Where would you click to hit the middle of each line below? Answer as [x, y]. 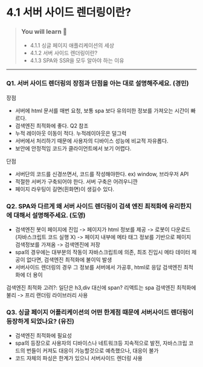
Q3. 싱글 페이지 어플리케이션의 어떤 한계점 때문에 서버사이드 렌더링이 [100, 312]
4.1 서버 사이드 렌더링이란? [69, 12]
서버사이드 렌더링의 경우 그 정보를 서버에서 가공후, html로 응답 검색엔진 [98, 267]
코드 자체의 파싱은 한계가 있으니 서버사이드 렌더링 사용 [79, 358]
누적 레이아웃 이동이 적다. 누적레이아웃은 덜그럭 [71, 133]
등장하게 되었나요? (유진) [40, 321]
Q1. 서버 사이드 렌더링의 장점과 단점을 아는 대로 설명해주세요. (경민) [98, 83]
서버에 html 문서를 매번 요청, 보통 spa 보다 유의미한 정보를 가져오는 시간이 [102, 110]
